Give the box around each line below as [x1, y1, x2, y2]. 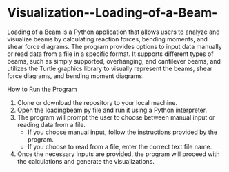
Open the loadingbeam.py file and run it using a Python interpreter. [17, 106, 208, 114]
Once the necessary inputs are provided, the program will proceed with [17, 150, 220, 158]
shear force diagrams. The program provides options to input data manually [7, 42, 222, 50]
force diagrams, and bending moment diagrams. [7, 71, 144, 80]
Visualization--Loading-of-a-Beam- [7, 5, 218, 21]
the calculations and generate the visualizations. [17, 157, 155, 165]
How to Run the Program [7, 85, 77, 93]
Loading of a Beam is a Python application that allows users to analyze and [7, 28, 220, 36]
